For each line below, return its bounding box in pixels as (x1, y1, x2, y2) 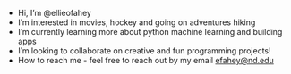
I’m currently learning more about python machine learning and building (17, 27, 283, 37)
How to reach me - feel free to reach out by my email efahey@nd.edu (17, 55, 275, 65)
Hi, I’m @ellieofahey (17, 8, 92, 18)
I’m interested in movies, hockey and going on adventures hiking (17, 17, 256, 28)
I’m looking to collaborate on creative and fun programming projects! (17, 45, 271, 56)
